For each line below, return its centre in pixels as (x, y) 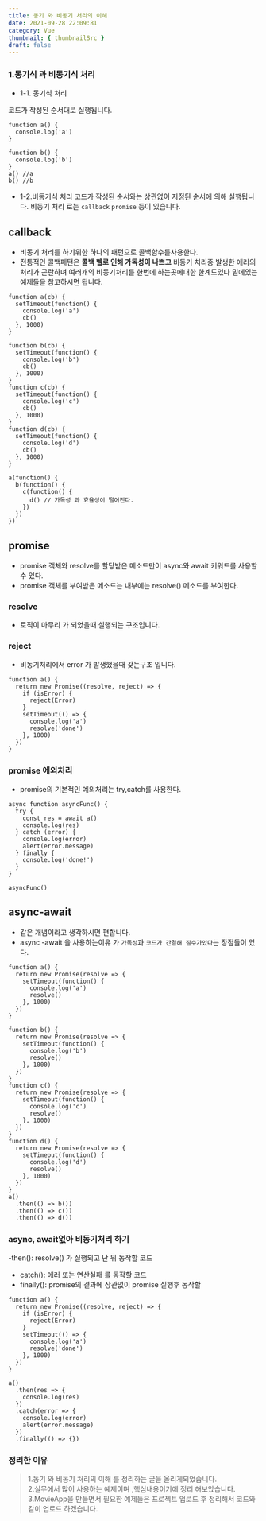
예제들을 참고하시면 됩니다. (61, 282)
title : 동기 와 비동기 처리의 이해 (58, 16)
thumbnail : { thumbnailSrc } (56, 38)
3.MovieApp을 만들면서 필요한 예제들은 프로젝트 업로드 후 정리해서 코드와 (141, 1499)
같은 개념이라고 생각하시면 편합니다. (75, 932)
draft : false (30, 45)
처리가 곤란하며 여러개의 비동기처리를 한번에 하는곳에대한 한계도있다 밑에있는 (139, 272)
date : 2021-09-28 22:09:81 (53, 23)
